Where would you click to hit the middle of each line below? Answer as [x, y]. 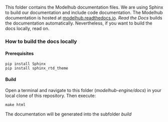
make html [16, 105]
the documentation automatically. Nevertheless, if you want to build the [79, 23]
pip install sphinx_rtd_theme [37, 68]
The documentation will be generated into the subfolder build [68, 114]
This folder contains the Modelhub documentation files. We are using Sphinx [84, 7]
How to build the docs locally [41, 41]
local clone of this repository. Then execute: [51, 96]
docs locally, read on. [27, 28]
